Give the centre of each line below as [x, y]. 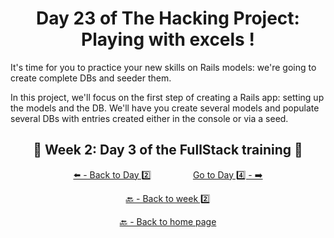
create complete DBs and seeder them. [91, 78]
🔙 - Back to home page [168, 221]
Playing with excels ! [168, 39]
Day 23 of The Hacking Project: [168, 18]
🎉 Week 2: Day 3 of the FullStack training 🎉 [168, 150]
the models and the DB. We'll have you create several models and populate [165, 108]
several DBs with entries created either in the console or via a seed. [149, 118]
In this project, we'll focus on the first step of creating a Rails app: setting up [167, 97]
